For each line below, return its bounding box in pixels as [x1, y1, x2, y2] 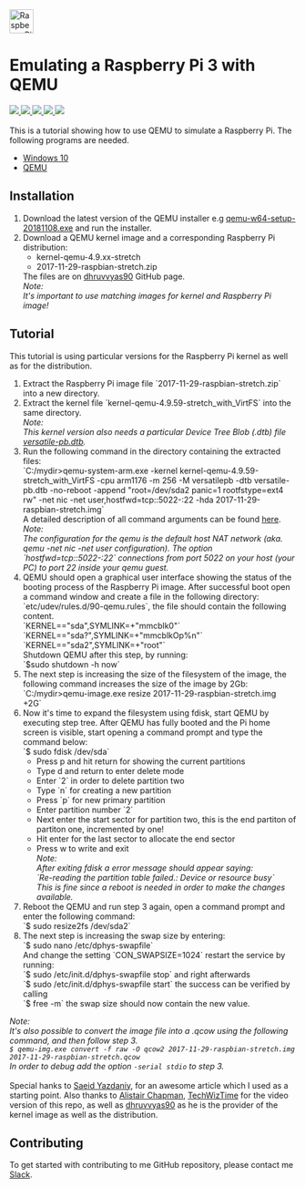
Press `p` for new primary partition [36, 794, 166, 805]
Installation [9, 189, 75, 204]
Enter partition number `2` [36, 804, 134, 815]
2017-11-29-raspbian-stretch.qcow [9, 1052, 141, 1061]
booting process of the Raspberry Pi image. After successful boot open [22, 581, 290, 592]
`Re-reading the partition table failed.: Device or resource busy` [36, 872, 275, 883]
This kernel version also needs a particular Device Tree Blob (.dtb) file [22, 426, 287, 437]
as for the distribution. [9, 360, 93, 371]
